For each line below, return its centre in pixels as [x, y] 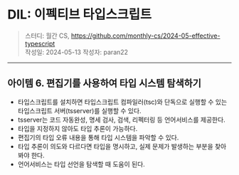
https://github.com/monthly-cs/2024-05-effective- [145, 36]
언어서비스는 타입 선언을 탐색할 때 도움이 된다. [81, 164]
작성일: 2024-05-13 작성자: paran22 [76, 52]
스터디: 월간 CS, [47, 36]
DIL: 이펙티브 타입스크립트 [80, 15]
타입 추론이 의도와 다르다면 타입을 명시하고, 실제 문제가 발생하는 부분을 [115, 146]
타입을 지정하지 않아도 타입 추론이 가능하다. [78, 128]
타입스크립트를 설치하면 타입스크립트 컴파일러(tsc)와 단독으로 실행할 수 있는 [122, 102]
